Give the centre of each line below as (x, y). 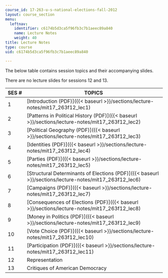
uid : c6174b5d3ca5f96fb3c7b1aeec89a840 (47, 52)
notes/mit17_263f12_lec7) (59, 194)
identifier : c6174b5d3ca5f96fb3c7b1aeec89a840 (63, 29)
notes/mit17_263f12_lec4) (59, 151)
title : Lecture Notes (28, 43)
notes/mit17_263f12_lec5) (59, 165)
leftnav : (19, 24)
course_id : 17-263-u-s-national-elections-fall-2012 (61, 10)
